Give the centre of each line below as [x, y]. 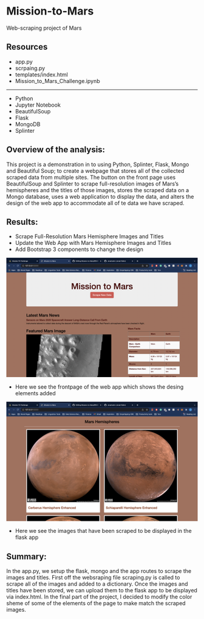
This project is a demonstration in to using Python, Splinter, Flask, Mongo [98, 164]
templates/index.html [41, 75]
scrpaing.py [30, 68]
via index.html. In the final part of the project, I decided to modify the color [99, 597]
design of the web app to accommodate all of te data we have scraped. [95, 203]
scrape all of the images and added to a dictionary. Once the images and [97, 584]
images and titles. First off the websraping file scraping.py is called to [93, 578]
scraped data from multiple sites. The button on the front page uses [91, 177]
